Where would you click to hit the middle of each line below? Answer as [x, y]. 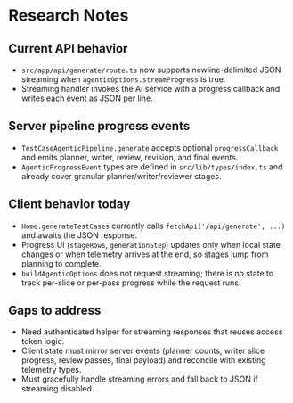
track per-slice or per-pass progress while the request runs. [131, 283]
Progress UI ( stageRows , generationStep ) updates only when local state [151, 244]
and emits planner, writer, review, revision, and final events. [130, 157]
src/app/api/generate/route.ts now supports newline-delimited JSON [151, 70]
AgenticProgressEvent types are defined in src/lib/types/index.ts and [152, 167]
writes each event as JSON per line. [87, 98]
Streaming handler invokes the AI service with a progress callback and [151, 89]
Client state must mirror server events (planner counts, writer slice [143, 351]
